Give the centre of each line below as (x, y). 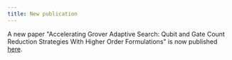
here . (15, 49)
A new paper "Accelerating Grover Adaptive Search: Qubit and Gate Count (116, 34)
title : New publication (43, 14)
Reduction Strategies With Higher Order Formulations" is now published (112, 41)
